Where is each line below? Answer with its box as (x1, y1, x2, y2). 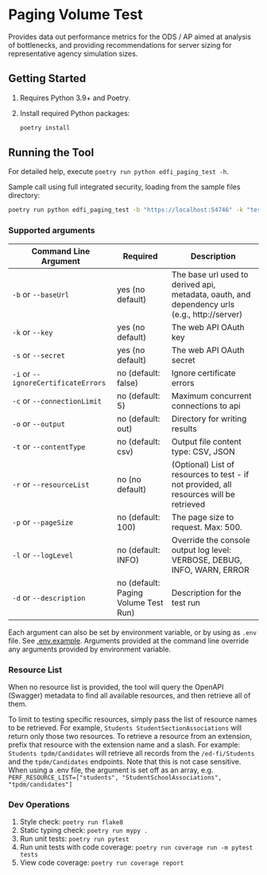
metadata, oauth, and (171, 289, 251, 300)
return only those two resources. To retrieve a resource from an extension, (8, 731, 253, 741)
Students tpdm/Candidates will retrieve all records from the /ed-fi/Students (8, 748, 255, 757)
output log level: (171, 544, 232, 555)
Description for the (171, 587, 242, 598)
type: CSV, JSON (171, 445, 236, 457)
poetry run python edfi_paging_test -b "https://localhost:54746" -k (8, 206, 244, 214)
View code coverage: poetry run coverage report (19, 857, 184, 868)
